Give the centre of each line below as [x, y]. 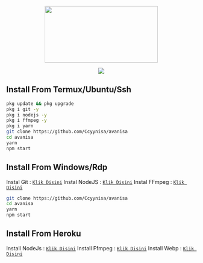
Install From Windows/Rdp [57, 167]
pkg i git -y [23, 109]
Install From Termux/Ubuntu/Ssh [69, 90]
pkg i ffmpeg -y [27, 121]
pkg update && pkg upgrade [40, 103]
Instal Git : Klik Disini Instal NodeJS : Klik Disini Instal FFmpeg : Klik [95, 182]
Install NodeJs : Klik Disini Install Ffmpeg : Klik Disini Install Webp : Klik [100, 248]
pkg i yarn [20, 126]
